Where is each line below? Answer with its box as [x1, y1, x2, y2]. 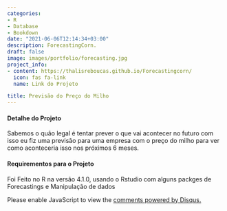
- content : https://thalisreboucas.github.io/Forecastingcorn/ [7, 67, 193, 74]
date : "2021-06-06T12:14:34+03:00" [7, 36, 109, 43]
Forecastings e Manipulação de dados [7, 182, 116, 190]
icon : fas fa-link [13, 74, 67, 81]
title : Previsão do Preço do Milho [7, 93, 109, 100]
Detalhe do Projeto [7, 114, 62, 122]
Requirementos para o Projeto [7, 159, 94, 168]
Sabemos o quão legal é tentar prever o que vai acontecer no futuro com [7, 129, 214, 137]
